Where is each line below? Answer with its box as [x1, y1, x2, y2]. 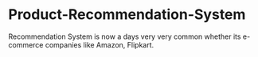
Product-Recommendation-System [8, 6, 246, 24]
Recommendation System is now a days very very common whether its [8, 32, 241, 41]
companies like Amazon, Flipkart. [45, 40, 154, 49]
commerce [8, 40, 44, 49]
